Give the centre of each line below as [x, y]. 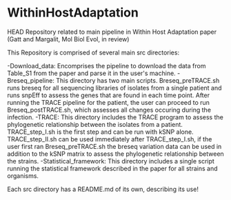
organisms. [23, 176]
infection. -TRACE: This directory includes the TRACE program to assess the [115, 117]
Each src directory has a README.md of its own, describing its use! [103, 189]
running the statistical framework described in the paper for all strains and [112, 168]
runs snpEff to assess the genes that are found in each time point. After [109, 95]
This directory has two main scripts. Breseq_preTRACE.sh [138, 80]
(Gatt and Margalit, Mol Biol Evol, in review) [68, 39]
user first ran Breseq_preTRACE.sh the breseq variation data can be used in [114, 146]
